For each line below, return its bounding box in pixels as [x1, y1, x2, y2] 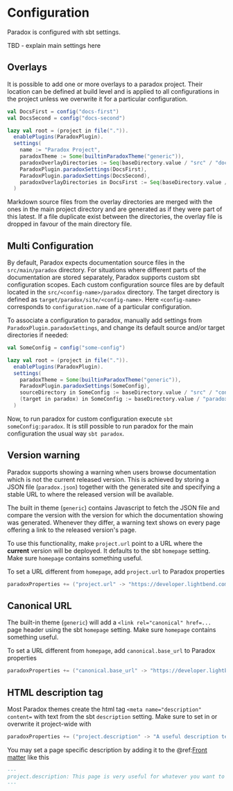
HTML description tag [7, 686, 104, 699]
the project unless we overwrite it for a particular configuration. [7, 94, 188, 103]
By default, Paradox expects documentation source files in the [7, 258, 185, 267]
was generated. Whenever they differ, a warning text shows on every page [7, 518, 221, 526]
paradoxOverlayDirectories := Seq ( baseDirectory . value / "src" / [19, 159, 213, 166]
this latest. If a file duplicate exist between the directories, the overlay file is [7, 213, 223, 221]
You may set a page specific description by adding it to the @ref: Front [7, 746, 207, 754]
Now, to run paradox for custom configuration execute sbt [7, 415, 173, 423]
